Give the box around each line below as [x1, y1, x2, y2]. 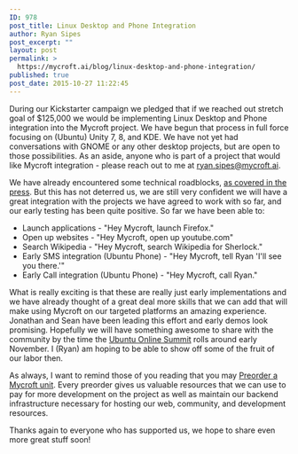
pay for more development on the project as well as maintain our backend [9, 388, 278, 399]
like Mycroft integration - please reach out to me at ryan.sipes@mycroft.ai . [9, 160, 281, 170]
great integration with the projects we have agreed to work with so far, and [9, 196, 282, 207]
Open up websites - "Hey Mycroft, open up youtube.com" [21, 231, 234, 242]
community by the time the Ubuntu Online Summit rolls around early [9, 333, 257, 344]
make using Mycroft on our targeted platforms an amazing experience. [9, 305, 268, 316]
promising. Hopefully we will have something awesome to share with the [9, 325, 274, 335]
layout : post [9, 46, 58, 55]
